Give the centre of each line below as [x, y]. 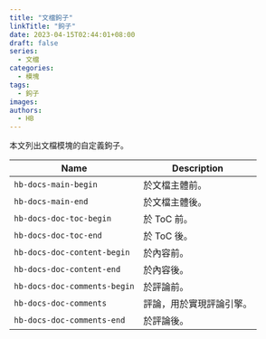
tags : [19, 85]
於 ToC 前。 [168, 220]
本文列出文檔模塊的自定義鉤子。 [69, 146]
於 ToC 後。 [168, 236]
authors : [26, 110]
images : [24, 102]
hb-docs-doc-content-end [67, 269]
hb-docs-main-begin [56, 185]
